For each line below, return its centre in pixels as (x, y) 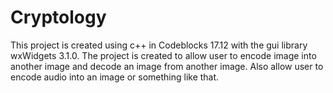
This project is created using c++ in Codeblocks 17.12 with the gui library (159, 45)
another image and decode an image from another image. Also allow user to (167, 66)
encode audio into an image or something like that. (115, 77)
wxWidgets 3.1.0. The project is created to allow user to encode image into (163, 55)
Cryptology (58, 17)
